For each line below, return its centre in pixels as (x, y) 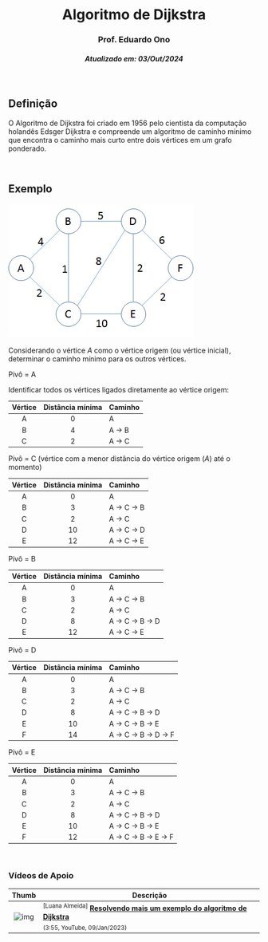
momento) (25, 467)
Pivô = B (22, 558)
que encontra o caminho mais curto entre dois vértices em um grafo (120, 140)
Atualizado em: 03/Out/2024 (134, 58)
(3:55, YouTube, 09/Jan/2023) (85, 928)
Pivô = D (22, 650)
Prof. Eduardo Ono (134, 40)
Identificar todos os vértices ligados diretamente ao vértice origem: (119, 389)
